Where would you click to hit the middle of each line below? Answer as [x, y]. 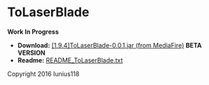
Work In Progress [33, 32]
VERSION [31, 53]
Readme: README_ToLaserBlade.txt [70, 60]
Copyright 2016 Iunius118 [43, 74]
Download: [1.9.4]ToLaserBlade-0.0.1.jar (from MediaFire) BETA [109, 45]
